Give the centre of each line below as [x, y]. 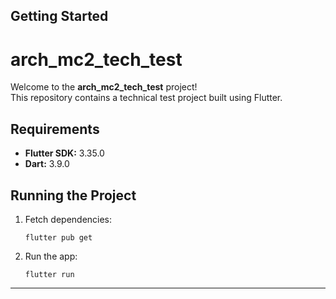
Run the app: [51, 256]
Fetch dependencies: [68, 219]
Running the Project [73, 195]
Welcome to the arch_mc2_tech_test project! [104, 87]
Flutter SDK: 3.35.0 [64, 153]
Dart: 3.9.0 [47, 164]
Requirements [55, 129]
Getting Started [59, 16]
